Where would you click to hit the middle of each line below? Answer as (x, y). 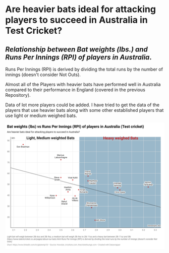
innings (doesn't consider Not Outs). (43, 75)
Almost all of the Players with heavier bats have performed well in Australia (83, 84)
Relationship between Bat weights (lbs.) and (76, 49)
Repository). (18, 95)
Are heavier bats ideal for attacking (81, 9)
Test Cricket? (34, 31)
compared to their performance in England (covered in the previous (75, 90)
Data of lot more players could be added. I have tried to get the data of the (82, 105)
